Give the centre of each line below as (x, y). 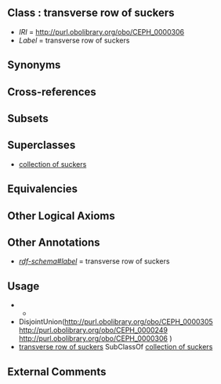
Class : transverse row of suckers (91, 13)
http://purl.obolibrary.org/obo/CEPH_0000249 (93, 330)
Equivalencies (42, 189)
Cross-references (52, 92)
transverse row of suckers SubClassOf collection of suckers (116, 347)
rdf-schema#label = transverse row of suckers (94, 261)
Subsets (28, 118)
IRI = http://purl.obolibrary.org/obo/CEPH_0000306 (101, 31)
